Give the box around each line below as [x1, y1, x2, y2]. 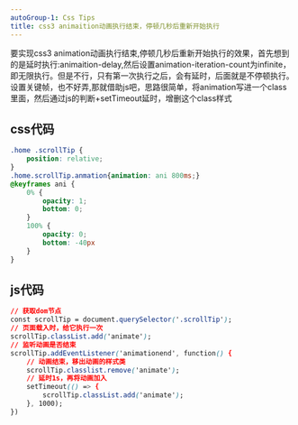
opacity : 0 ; [42, 230, 88, 239]
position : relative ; [26, 154, 104, 163]
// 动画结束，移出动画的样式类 [26, 357, 126, 366]
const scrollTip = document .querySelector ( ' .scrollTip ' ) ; [10, 315, 232, 325]
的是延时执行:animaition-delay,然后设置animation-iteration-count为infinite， [10, 59, 292, 69]
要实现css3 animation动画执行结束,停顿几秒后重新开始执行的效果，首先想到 [10, 47, 290, 59]
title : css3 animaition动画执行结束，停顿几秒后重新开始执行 [10, 22, 220, 31]
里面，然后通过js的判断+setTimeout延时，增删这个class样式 [10, 92, 232, 104]
